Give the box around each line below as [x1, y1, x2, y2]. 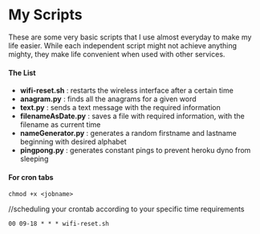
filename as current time [19, 120, 101, 129]
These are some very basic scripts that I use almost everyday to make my [8, 32, 252, 42]
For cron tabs [8, 172, 54, 182]
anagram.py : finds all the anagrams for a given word [19, 94, 197, 104]
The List [8, 68, 36, 77]
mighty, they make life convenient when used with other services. [8, 49, 225, 59]
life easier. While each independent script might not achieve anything [8, 40, 238, 50]
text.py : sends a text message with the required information [19, 103, 221, 113]
